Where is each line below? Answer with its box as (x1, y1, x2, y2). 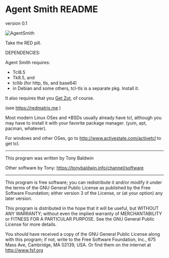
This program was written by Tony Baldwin (5, 155, 94, 161)
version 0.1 (5, 20, 28, 26)
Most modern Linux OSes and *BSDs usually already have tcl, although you (5, 115, 162, 121)
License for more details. (5, 221, 57, 227)
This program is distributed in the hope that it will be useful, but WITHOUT (5, 205, 159, 211)
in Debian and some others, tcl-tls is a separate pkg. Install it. (12, 85, 139, 91)
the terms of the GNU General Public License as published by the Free (5, 184, 151, 190)
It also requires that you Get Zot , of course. (5, 95, 95, 101)
